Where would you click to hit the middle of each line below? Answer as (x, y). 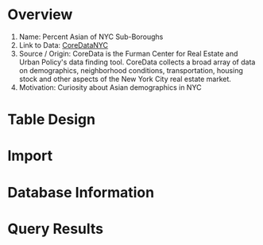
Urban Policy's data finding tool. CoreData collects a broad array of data (137, 62)
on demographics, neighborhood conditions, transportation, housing (131, 70)
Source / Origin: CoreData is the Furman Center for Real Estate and (128, 53)
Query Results (56, 229)
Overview (40, 15)
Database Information (81, 192)
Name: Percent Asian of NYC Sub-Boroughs (91, 37)
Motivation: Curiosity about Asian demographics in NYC (110, 87)
